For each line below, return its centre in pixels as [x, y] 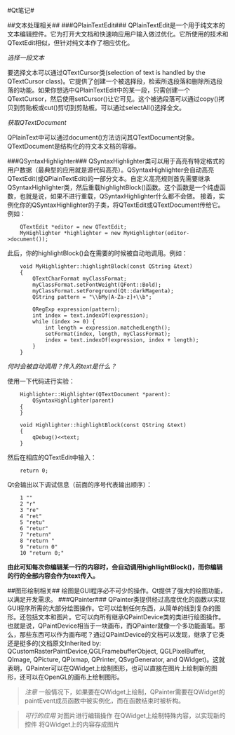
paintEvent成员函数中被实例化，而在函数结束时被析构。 [104, 701]
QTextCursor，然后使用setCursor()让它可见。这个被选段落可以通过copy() [113, 99]
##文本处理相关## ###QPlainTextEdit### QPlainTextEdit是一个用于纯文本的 [116, 25]
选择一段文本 [26, 58]
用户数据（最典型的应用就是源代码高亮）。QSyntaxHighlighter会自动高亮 [111, 170]
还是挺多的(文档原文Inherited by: [54, 643]
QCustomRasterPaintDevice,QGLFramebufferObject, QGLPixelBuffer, [106, 651]
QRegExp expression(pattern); [76, 309]
